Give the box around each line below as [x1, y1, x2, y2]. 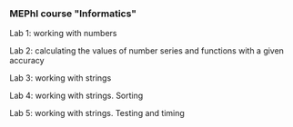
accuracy [9, 55, 45, 66]
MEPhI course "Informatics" [9, 7, 137, 20]
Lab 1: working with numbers [9, 28, 117, 39]
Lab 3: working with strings [9, 73, 112, 83]
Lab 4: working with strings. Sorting [9, 90, 144, 102]
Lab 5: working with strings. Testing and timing [9, 108, 185, 119]
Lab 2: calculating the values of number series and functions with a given [9, 45, 285, 56]
